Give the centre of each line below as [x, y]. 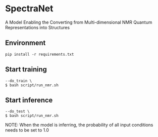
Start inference [29, 100]
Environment [26, 43]
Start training [26, 69]
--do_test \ [17, 111]
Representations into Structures [38, 27]
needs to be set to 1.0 [27, 130]
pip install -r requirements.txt [40, 54]
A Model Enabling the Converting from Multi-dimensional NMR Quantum [79, 22]
